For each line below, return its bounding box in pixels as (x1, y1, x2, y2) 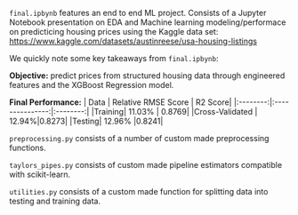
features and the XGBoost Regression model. (9, 80, 174, 90)
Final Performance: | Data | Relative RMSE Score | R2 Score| (9, 97, 233, 107)
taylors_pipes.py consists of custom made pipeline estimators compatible (9, 160, 283, 170)
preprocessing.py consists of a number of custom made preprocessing (9, 133, 270, 143)
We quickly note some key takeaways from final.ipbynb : (9, 53, 219, 63)
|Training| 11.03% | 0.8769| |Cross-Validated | (91, 107, 258, 116)
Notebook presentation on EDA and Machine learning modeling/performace (9, 17, 286, 28)
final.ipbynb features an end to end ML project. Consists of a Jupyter (9, 8, 267, 18)
